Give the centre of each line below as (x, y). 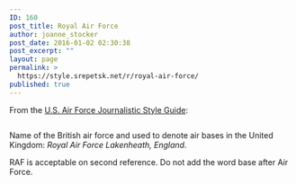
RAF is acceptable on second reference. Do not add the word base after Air (149, 162)
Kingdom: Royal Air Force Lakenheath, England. (98, 145)
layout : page (34, 59)
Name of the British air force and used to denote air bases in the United (141, 135)
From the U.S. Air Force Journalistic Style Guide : (99, 110)
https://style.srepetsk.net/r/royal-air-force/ (108, 76)
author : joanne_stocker (54, 34)
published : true (40, 84)
